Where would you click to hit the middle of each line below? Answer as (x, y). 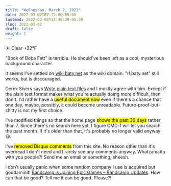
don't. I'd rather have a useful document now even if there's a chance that (83, 99)
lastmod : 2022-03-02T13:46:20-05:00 (44, 19)
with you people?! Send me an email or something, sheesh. (67, 157)
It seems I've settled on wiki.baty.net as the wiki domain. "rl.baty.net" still (82, 73)
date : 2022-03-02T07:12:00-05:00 (41, 15)
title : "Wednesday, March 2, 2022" (43, 10)
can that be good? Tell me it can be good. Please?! (58, 178)
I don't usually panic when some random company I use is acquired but (80, 167)
